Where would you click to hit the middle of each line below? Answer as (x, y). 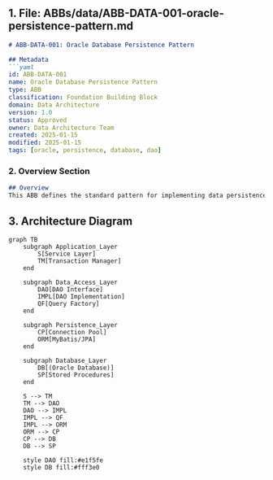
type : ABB (25, 90)
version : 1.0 (30, 112)
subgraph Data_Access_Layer (70, 282)
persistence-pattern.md (71, 26)
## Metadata (28, 59)
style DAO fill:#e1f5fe (63, 460)
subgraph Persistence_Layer (70, 325)
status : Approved (38, 120)
